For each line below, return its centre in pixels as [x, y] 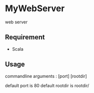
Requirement [25, 37]
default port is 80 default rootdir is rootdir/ [47, 85]
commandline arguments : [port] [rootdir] [46, 76]
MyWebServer [35, 9]
